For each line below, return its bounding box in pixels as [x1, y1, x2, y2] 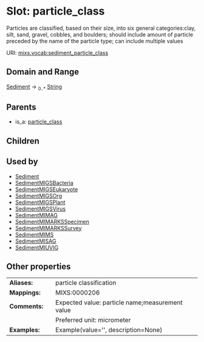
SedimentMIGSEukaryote [15, 186, 78, 193]
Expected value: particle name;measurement [55, 298, 183, 307]
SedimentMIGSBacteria [15, 179, 74, 186]
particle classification [55, 279, 117, 287]
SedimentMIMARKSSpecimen [15, 218, 89, 225]
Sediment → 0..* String [6, 83, 63, 92]
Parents [6, 102, 36, 112]
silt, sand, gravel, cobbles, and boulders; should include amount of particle [6, 30, 193, 38]
